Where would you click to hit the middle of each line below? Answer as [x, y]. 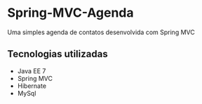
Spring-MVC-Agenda [71, 13]
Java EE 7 [32, 70]
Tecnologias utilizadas [58, 54]
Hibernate [32, 86]
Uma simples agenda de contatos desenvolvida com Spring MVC [101, 32]
